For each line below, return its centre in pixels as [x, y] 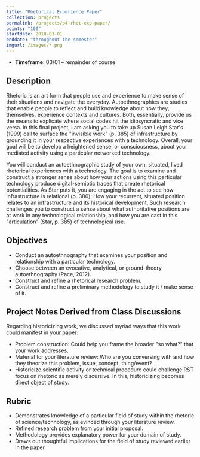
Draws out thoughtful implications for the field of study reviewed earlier [103, 441]
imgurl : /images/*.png [34, 46]
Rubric [19, 401]
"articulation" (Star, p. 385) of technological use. [66, 222]
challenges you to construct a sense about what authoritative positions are [98, 209]
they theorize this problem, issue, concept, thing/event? [83, 364]
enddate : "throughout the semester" [52, 40]
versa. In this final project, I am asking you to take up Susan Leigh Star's [95, 127]
